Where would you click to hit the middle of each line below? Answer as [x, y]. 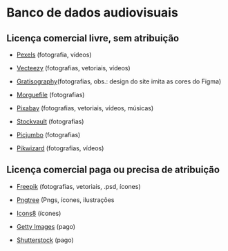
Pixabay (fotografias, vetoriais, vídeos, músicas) [85, 108]
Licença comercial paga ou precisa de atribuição [113, 170]
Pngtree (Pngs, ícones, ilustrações [65, 200]
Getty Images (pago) [46, 226]
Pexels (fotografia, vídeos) [54, 54]
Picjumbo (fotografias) [48, 135]
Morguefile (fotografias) [50, 95]
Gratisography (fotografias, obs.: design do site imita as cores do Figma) [119, 81]
